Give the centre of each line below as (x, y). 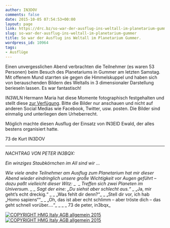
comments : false (22, 15)
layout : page (19, 24)
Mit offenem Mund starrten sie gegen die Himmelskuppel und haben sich (81, 77)
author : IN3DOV (21, 10)
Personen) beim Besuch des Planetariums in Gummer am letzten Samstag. (83, 72)
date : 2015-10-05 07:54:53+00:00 (40, 19)
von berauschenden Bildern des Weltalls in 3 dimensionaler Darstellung (80, 82)
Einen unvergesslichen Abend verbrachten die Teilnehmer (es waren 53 (80, 67)
